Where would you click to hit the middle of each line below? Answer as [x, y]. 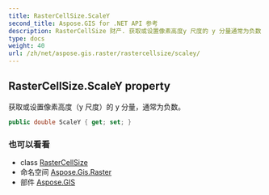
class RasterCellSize [54, 162]
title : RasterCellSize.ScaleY [59, 16]
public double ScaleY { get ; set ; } [70, 122]
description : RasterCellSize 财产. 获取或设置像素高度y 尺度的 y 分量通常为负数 [135, 31]
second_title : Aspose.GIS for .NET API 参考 [83, 23]
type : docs [27, 38]
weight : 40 [27, 46]
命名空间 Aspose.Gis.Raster [66, 172]
